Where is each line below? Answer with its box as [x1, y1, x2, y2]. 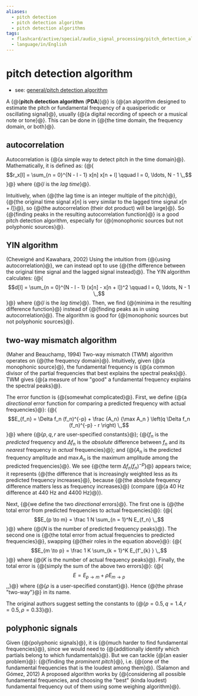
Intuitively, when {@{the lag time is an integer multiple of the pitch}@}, [6, 192, 177, 199]
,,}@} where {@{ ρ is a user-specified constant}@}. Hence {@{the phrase [6, 582, 184, 589]
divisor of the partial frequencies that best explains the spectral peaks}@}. [6, 370, 187, 377]
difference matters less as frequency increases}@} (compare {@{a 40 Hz [6, 482, 184, 490]
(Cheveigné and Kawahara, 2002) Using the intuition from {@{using [6, 256, 171, 263]
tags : [6, 31, 19, 37]
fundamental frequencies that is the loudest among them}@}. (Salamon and [6, 664, 190, 671]
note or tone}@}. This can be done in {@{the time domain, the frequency [6, 116, 183, 124]
